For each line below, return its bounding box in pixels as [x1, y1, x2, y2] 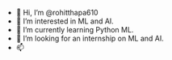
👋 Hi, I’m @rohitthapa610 [15, 8, 99, 17]
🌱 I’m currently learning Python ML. [15, 25, 134, 34]
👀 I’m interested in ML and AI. [15, 16, 115, 26]
